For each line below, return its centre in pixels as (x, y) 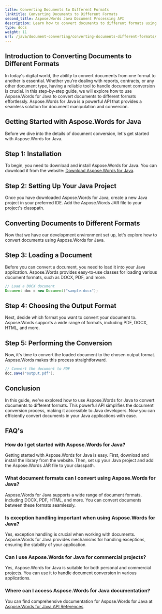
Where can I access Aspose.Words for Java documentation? (78, 591)
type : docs (16, 28)
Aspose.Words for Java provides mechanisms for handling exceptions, (75, 539)
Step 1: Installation (33, 154)
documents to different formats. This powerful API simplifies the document (79, 405)
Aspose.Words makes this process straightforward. (56, 360)
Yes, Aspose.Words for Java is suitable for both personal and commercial (78, 568)
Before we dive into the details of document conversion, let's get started (77, 133)
